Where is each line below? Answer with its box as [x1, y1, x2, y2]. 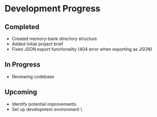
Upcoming [4, 88, 37, 96]
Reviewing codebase [11, 74, 55, 79]
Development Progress [4, 3, 100, 14]
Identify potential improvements [11, 101, 77, 107]
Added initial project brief [11, 41, 63, 47]
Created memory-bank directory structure [11, 36, 97, 41]
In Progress [4, 60, 40, 69]
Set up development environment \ [11, 106, 82, 112]
